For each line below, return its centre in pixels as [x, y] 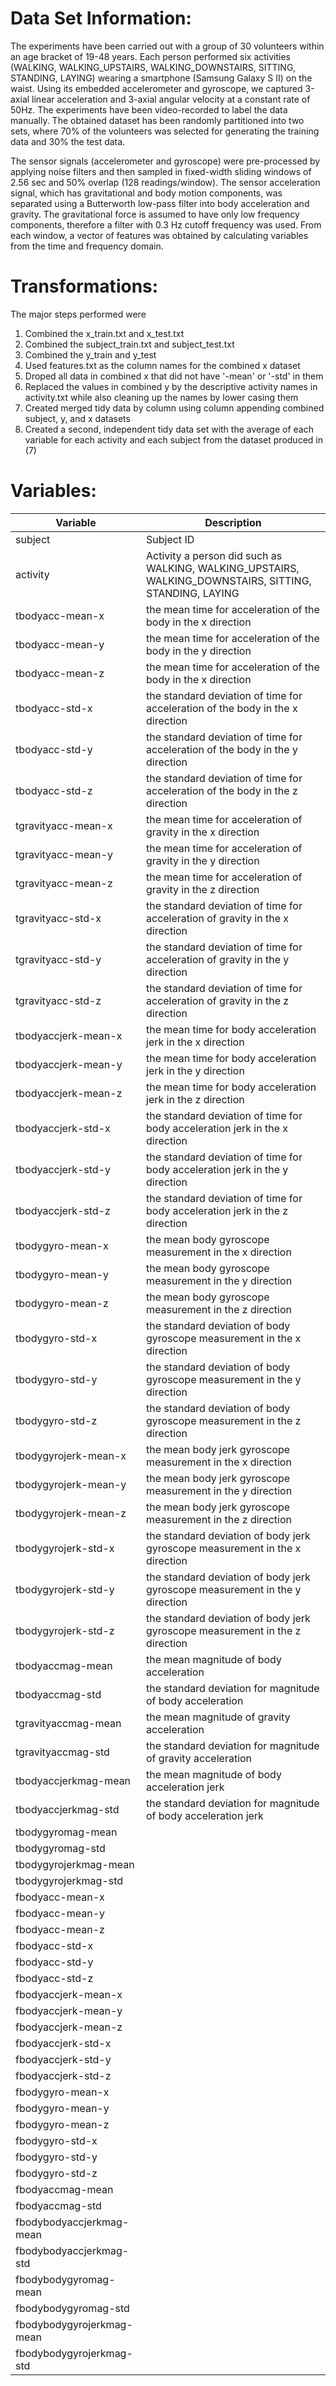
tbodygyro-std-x [56, 1338]
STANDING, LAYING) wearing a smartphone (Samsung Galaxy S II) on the [161, 78]
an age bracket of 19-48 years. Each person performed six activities [150, 56]
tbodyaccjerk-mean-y [69, 1064]
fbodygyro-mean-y [62, 2108]
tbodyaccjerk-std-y [63, 1169]
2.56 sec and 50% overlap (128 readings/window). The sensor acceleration [165, 182]
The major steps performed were [78, 314]
